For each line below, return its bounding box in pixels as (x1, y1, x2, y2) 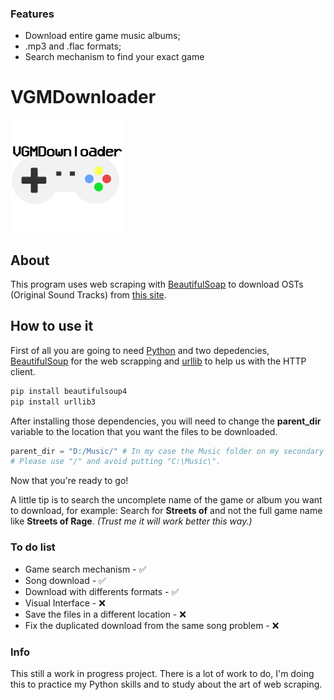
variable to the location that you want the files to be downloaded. (10, 425, 278, 437)
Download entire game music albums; (24, 30, 181, 42)
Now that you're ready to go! (10, 475, 129, 487)
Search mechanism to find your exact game (24, 51, 205, 63)
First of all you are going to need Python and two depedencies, (10, 344, 270, 356)
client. (10, 365, 36, 377)
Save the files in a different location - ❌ (24, 608, 187, 620)
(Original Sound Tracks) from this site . (10, 289, 167, 301)
